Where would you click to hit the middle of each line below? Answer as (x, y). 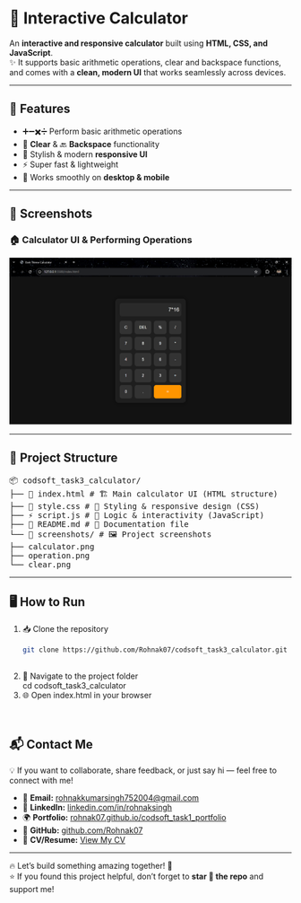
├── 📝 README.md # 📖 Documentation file (99, 524)
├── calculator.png (52, 546)
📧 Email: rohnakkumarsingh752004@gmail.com (111, 798)
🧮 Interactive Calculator (99, 18)
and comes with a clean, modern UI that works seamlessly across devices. (148, 72)
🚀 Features (40, 109)
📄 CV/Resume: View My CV (73, 840)
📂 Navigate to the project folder (80, 676)
